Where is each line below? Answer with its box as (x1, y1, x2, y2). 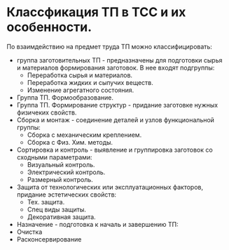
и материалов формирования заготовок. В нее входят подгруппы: (16, 63, 215, 72)
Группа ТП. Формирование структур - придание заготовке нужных (16, 100, 218, 109)
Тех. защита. (27, 197, 65, 206)
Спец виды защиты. (27, 205, 87, 213)
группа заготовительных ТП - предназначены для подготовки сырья (16, 55, 223, 64)
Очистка (16, 228, 43, 236)
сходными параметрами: (16, 152, 92, 162)
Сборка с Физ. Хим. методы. (27, 138, 113, 146)
